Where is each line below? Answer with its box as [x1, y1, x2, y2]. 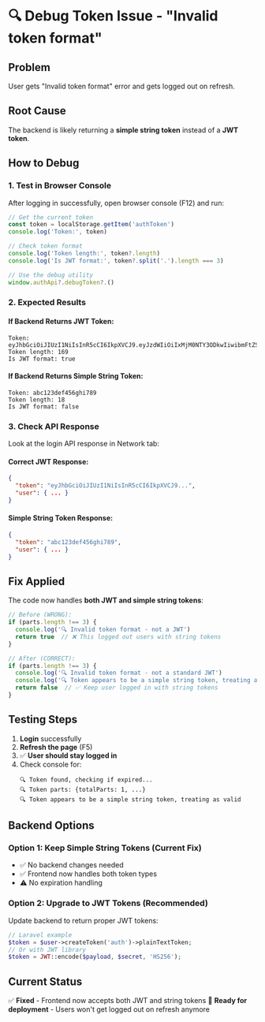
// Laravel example [8, 931, 73, 939]
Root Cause [8, 104, 67, 117]
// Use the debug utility [8, 270, 93, 279]
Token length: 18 [8, 396, 65, 404]
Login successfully [19, 733, 82, 743]
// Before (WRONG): [8, 611, 73, 619]
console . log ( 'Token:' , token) [8, 228, 108, 236]
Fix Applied [8, 574, 65, 588]
